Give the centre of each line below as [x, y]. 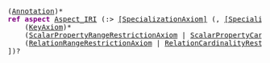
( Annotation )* [35, 11]
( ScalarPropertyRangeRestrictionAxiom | [106, 35]
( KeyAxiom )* [48, 27]
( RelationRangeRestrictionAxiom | [93, 43]
